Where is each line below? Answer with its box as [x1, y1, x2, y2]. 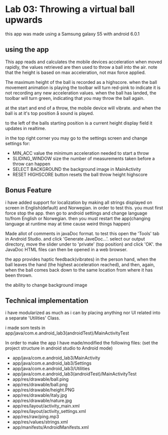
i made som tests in [5, 325, 46, 331]
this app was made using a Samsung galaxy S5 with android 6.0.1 [5, 31, 140, 37]
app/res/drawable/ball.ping [12, 376, 69, 382]
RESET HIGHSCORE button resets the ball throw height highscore [12, 171, 148, 177]
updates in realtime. [5, 125, 47, 131]
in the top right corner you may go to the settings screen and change [5, 135, 148, 141]
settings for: [5, 140, 30, 146]
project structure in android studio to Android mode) [5, 345, 113, 351]
